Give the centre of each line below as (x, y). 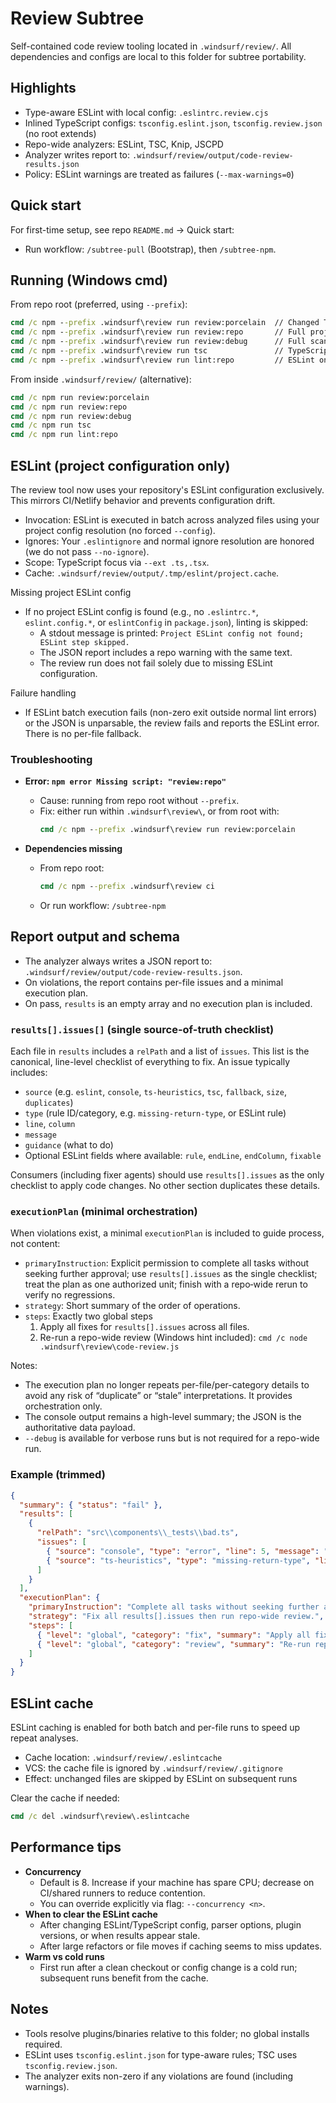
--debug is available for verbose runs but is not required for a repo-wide (172, 1438)
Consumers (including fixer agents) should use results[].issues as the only (167, 1175)
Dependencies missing (73, 849)
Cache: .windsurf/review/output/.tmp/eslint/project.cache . (152, 573)
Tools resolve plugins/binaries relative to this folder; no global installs (167, 2033)
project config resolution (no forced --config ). (120, 530)
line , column (50, 1124)
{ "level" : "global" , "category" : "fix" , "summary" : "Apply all (173, 1635)
